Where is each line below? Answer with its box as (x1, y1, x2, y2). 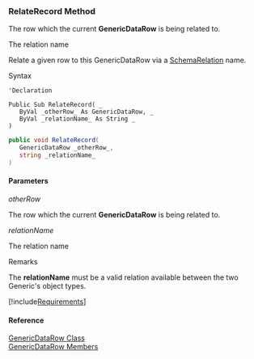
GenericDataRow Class (8, 333, 85, 343)
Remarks (8, 257, 38, 266)
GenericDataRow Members (8, 342, 99, 352)
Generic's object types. (8, 281, 87, 290)
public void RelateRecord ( (8, 136, 99, 145)
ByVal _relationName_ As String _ (19, 115, 136, 123)
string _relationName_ (19, 151, 95, 159)
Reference (8, 315, 44, 325)
